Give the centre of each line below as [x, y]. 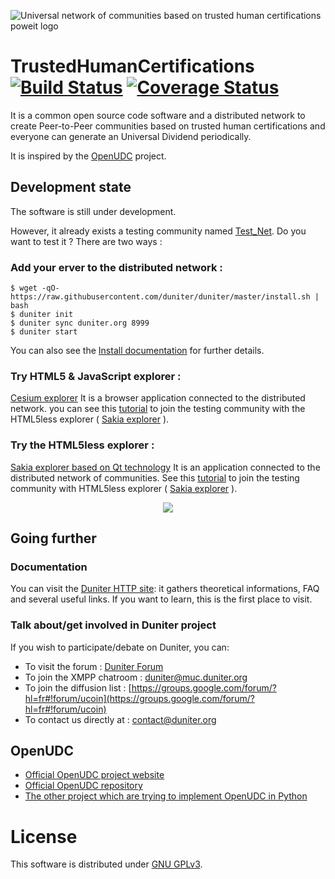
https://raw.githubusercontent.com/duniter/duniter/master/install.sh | [165, 297]
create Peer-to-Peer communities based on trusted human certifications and [168, 126]
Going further [53, 538]
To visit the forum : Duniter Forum [94, 666]
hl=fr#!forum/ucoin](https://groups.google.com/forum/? [139, 698]
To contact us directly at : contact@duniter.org [120, 719]
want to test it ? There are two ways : [86, 241]
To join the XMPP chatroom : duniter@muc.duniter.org [136, 677]
